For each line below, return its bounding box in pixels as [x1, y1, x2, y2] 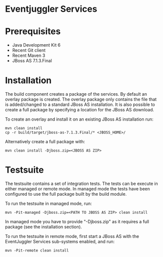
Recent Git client [12, 48, 46, 53]
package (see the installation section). [5, 224, 82, 230]
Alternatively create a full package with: [5, 139, 85, 145]
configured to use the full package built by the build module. [5, 191, 127, 197]
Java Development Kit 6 [12, 42, 61, 48]
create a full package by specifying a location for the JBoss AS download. [5, 107, 154, 113]
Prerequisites [5, 26, 61, 37]
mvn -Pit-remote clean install [5, 248, 69, 253]
